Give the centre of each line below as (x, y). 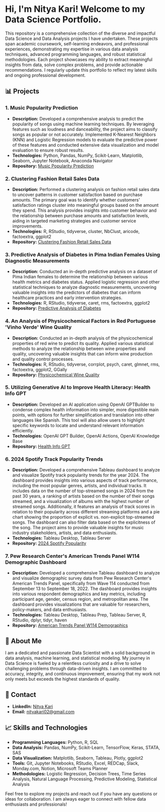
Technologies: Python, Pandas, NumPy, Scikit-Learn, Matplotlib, (78, 155)
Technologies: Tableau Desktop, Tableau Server (62, 538)
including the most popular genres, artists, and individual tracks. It (79, 486)
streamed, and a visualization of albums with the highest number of (81, 502)
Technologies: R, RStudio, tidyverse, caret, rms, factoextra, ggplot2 (81, 303)
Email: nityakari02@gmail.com (43, 712)
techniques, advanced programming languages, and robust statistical (76, 54)
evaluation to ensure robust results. (48, 150)
